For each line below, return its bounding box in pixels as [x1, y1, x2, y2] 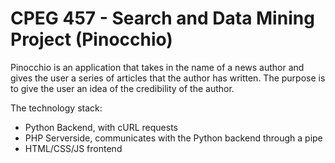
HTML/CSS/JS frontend [24, 142, 123, 154]
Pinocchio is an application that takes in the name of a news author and [10, 61, 305, 73]
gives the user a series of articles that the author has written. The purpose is [10, 72, 326, 84]
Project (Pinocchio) [10, 28, 173, 51]
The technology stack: [10, 102, 103, 114]
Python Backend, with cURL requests [24, 121, 178, 133]
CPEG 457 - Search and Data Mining [10, 7, 315, 30]
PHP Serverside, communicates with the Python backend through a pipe [24, 132, 323, 144]
